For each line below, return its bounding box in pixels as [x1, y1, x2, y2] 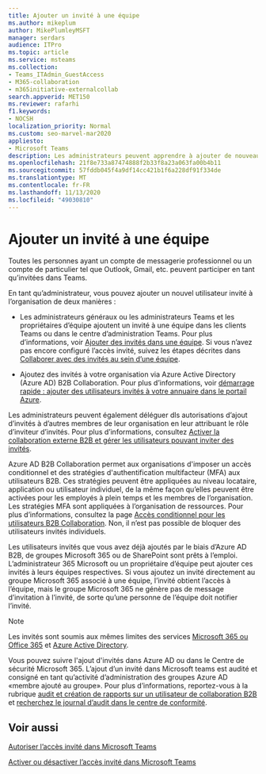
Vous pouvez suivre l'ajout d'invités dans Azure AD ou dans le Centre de [8, 656, 245, 665]
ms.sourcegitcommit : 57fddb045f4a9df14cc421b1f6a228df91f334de [8, 167, 222, 174]
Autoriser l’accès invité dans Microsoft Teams [8, 742, 157, 752]
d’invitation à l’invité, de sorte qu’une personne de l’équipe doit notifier [8, 592, 238, 603]
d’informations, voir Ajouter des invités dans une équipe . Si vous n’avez [19, 338, 253, 347]
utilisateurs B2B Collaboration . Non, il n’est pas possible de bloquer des [8, 519, 241, 528]
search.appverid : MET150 [8, 93, 90, 101]
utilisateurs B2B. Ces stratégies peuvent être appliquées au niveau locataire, [8, 477, 257, 486]
